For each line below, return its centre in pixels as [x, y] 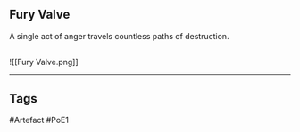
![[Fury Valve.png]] [44, 62]
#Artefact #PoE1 [39, 120]
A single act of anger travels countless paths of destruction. [119, 36]
